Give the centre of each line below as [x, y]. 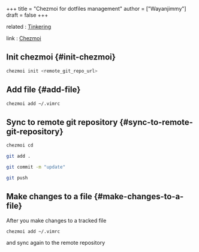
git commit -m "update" [36, 167]
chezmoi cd [20, 145]
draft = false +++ [27, 15]
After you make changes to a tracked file [56, 220]
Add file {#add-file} [43, 90]
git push [17, 178]
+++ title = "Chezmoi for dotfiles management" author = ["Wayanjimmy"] [97, 9]
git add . [19, 156]
